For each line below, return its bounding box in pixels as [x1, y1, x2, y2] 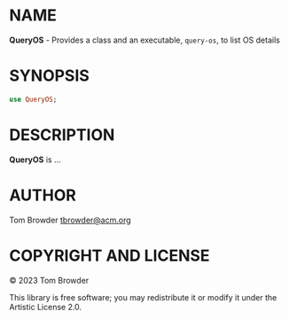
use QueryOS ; [9, 95, 58, 104]
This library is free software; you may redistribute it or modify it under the [9, 292, 277, 302]
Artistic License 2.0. [9, 301, 82, 312]
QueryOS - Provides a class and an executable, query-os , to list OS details [9, 35, 281, 45]
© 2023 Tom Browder [9, 275, 90, 285]
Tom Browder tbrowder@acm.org [9, 214, 131, 225]
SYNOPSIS [9, 66, 90, 86]
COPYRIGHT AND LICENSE [9, 245, 210, 266]
